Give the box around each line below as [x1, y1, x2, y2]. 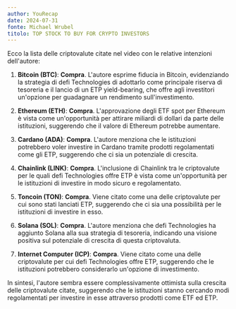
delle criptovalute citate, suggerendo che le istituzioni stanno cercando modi [7, 286, 230, 295]
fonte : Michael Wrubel [7, 23, 74, 30]
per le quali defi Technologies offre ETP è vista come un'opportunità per [17, 171, 228, 180]
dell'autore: [7, 57, 40, 66]
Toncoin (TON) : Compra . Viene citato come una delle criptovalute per [17, 193, 221, 201]
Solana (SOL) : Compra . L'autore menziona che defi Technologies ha [17, 222, 216, 230]
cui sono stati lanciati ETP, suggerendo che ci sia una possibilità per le [17, 200, 222, 209]
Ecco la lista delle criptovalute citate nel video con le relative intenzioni [7, 49, 213, 58]
